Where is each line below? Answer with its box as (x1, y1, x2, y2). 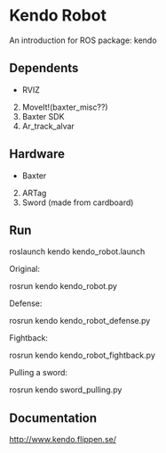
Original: (9, 264, 41, 275)
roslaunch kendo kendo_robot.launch (9, 246, 146, 257)
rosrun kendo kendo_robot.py (9, 281, 118, 292)
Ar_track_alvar (21, 120, 75, 131)
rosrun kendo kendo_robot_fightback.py (9, 350, 155, 361)
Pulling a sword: (9, 367, 68, 378)
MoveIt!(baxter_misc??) (21, 102, 108, 112)
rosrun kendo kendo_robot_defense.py (9, 316, 151, 326)
